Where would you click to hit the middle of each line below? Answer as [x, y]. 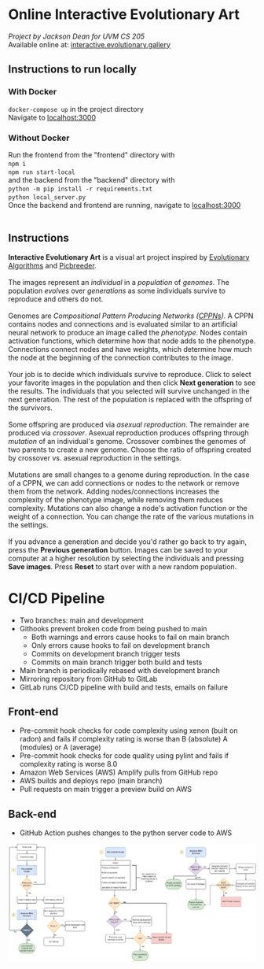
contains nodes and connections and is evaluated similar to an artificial [123, 324]
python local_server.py [47, 197]
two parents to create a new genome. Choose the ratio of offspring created [130, 449]
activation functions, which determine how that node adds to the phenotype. [132, 341]
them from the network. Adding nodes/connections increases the [114, 491]
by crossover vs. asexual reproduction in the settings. [95, 457]
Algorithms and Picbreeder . [52, 265]
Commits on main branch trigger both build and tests [117, 662]
